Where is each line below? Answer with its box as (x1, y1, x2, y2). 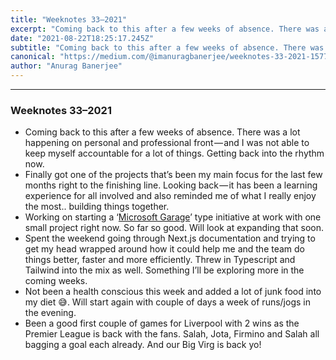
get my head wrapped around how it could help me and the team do (24, 243, 306, 255)
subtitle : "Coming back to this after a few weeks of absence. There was (10, 42, 325, 53)
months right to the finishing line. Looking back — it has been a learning (24, 179, 318, 191)
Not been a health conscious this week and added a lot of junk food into (24, 286, 322, 298)
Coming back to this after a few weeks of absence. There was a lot (24, 126, 301, 138)
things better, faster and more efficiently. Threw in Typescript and (24, 254, 296, 266)
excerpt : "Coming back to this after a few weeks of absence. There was (10, 24, 320, 34)
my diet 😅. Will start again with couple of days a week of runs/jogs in (24, 296, 311, 308)
